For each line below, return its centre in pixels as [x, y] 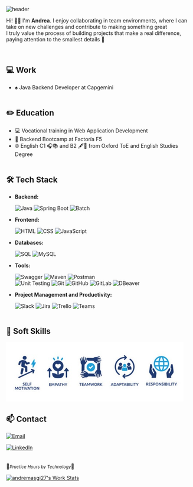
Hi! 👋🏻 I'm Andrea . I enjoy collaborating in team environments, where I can [97, 20]
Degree [24, 154]
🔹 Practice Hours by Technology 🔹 [40, 466]
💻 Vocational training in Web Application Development [81, 131]
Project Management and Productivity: [63, 295]
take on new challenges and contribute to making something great [87, 27]
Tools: [22, 265]
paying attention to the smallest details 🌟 [55, 39]
